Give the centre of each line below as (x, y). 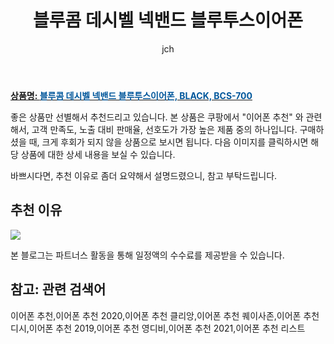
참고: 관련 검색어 (58, 289)
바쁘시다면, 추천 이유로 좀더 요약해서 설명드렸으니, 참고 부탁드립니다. (144, 175)
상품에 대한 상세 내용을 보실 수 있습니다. (98, 154)
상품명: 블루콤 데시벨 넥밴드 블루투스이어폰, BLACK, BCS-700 (131, 95)
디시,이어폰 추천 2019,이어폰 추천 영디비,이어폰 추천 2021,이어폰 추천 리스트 (158, 328)
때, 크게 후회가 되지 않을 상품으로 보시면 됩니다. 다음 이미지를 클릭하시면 (168, 142)
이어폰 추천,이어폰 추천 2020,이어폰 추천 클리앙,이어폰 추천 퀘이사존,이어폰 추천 (165, 315)
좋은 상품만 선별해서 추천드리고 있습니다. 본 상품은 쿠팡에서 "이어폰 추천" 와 (157, 117)
